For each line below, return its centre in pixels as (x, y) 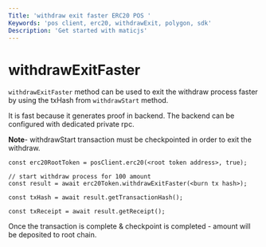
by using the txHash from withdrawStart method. (88, 100)
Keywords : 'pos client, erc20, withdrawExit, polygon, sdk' (110, 23)
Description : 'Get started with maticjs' (78, 30)
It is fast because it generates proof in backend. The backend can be (121, 116)
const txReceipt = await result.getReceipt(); (87, 212)
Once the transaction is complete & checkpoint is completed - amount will (129, 226)
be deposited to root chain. (53, 235)
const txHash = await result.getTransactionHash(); (96, 198)
